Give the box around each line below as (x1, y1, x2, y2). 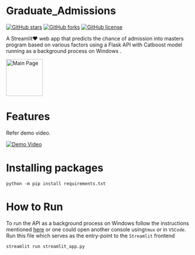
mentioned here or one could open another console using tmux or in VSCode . (6, 226, 186, 233)
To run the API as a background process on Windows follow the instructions (6, 219, 189, 227)
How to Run (6, 200, 63, 213)
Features (6, 110, 50, 123)
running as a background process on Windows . (6, 47, 122, 54)
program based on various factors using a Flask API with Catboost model (6, 41, 183, 48)
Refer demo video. (6, 129, 51, 136)
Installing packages (6, 162, 104, 175)
